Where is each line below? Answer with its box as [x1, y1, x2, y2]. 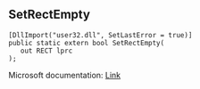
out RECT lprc [20, 46, 73, 55]
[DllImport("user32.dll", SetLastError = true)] [8, 30, 193, 39]
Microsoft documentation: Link [8, 69, 121, 80]
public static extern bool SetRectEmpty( [8, 38, 165, 47]
